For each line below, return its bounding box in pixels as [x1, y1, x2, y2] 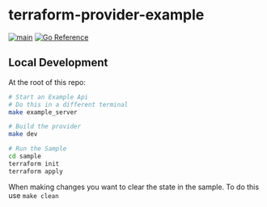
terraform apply [8, 167, 63, 175]
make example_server [8, 108, 78, 116]
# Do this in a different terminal [8, 100, 129, 108]
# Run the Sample [8, 145, 67, 153]
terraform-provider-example [8, 6, 205, 24]
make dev [8, 130, 38, 138]
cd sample [8, 152, 42, 160]
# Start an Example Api [8, 93, 89, 101]
